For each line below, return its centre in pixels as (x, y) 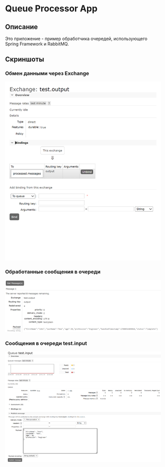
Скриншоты (25, 59)
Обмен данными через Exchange (47, 74)
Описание (21, 27)
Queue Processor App (51, 9)
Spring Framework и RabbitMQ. (37, 44)
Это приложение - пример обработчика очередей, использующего (76, 39)
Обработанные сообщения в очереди (53, 272)
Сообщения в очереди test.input (46, 343)
